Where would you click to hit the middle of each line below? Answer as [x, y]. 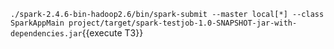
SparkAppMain [37, 23]
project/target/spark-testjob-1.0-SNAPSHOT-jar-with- [183, 23]
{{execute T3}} [112, 33]
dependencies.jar [46, 34]
